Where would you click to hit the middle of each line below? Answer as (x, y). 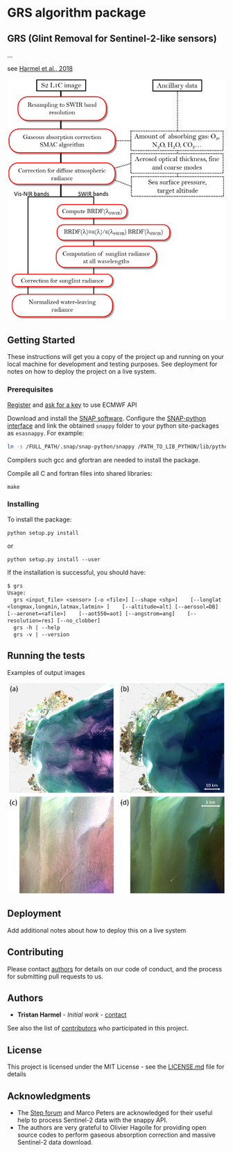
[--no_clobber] (78, 620)
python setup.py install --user (54, 559)
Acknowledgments (49, 1096)
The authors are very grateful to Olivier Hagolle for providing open (112, 1128)
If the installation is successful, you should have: (76, 572)
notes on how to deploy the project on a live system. (82, 372)
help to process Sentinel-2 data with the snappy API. (92, 1120)
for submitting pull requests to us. (55, 976)
